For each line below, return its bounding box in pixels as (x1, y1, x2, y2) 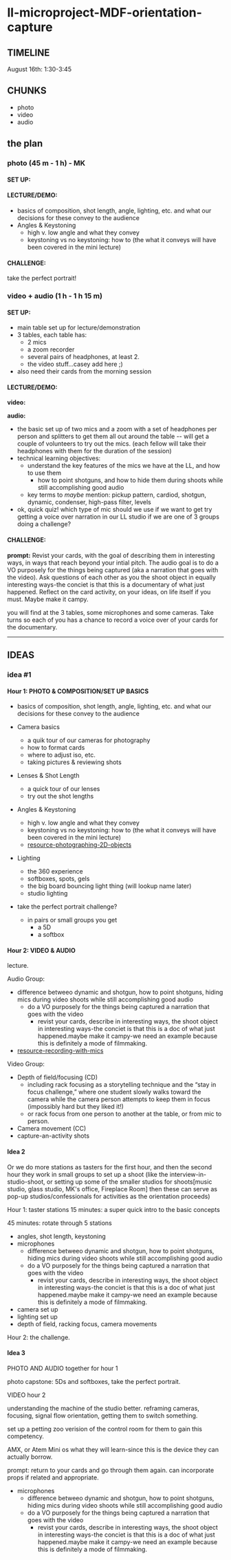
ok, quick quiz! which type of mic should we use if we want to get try (16, 506, 212, 514)
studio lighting (27, 889, 68, 898)
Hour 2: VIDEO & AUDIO (7, 946, 76, 954)
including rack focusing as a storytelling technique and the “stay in (27, 1081, 217, 1089)
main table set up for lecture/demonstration (16, 323, 141, 332)
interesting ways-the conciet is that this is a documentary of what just (7, 580, 205, 589)
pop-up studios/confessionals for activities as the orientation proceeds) (7, 1192, 210, 1200)
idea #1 (7, 669, 32, 679)
